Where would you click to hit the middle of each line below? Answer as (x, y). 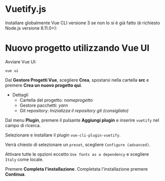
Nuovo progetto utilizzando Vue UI (77, 48)
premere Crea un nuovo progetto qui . (44, 85)
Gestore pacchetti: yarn (44, 105)
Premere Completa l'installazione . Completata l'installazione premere (77, 169)
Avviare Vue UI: (21, 62)
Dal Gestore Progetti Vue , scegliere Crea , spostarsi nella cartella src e (77, 80)
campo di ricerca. (23, 125)
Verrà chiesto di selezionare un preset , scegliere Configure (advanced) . (78, 144)
